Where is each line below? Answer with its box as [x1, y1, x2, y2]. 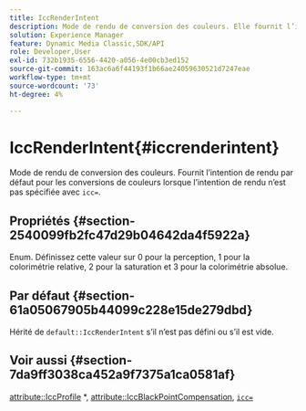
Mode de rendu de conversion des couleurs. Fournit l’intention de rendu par [9, 167, 294, 178]
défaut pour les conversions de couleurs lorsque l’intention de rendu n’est [9, 177, 287, 188]
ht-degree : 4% [9, 90, 64, 99]
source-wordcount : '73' [9, 81, 100, 90]
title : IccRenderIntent [9, 13, 100, 23]
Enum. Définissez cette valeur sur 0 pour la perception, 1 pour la [9, 252, 250, 263]
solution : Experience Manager [9, 30, 125, 39]
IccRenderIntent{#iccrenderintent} [9, 137, 280, 158]
